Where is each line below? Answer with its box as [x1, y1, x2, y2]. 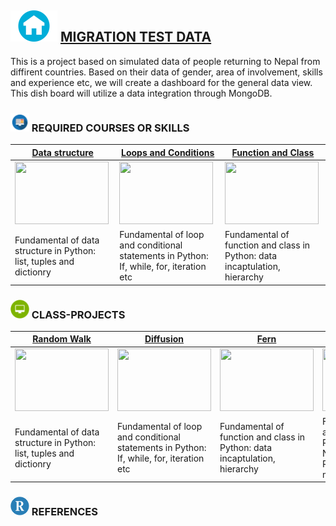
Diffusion [144, 333, 185, 345]
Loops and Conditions [121, 146, 215, 158]
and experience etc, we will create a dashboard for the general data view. [10, 76, 313, 88]
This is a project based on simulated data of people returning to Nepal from [10, 55, 321, 67]
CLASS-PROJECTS [31, 307, 126, 321]
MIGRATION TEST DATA [59, 29, 212, 46]
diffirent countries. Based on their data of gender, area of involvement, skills [10, 66, 323, 78]
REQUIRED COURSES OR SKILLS [31, 121, 190, 135]
